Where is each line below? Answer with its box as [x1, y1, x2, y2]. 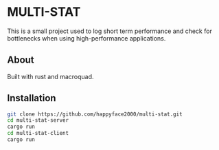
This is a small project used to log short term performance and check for [7, 27, 213, 35]
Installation [7, 92, 56, 104]
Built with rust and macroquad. [7, 72, 94, 81]
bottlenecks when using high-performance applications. [7, 34, 166, 42]
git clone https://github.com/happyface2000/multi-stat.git [7, 111, 183, 118]
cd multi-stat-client [7, 130, 69, 137]
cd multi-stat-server [7, 117, 69, 124]
